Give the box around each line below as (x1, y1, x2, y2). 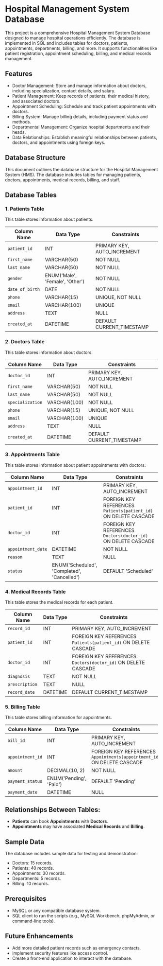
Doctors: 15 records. (12, 860, 53, 866)
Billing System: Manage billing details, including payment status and (12, 113, 148, 120)
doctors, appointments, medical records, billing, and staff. (5, 176, 120, 183)
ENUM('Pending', (47, 775, 87, 782)
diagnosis (7, 674, 30, 679)
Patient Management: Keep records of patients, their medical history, (12, 93, 150, 99)
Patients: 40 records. (12, 865, 54, 871)
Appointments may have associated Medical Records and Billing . (12, 824, 145, 829)
